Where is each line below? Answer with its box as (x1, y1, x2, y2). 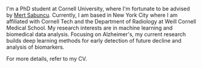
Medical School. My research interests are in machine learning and (6, 24, 173, 31)
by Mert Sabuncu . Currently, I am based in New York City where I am (6, 11, 178, 19)
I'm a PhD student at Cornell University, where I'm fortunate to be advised (6, 5, 191, 12)
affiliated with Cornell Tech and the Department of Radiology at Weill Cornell (6, 18, 197, 25)
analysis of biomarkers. (6, 43, 65, 51)
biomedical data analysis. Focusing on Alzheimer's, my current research (6, 31, 186, 38)
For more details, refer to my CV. (6, 55, 88, 62)
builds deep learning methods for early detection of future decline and (6, 37, 181, 44)
